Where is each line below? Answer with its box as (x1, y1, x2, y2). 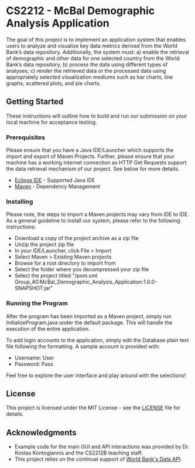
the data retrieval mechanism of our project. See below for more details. (6, 166, 180, 173)
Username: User (14, 354, 54, 361)
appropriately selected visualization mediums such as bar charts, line (6, 73, 173, 80)
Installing (6, 197, 33, 206)
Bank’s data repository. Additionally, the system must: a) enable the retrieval (6, 48, 189, 55)
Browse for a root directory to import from (14, 260, 116, 267)
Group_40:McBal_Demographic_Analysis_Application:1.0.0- (14, 278, 157, 285)
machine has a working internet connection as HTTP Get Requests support (6, 159, 187, 166)
